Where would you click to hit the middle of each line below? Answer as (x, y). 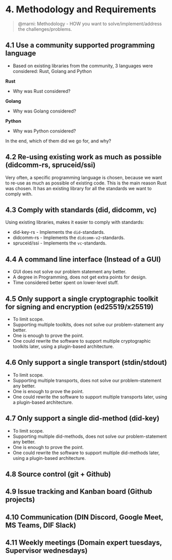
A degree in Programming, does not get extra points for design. (80, 277)
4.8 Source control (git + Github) (58, 474)
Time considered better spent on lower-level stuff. (66, 283)
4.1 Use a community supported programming (80, 45)
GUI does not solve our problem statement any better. (70, 272)
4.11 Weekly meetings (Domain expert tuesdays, (84, 543)
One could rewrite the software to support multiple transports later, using (90, 397)
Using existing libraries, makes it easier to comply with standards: (75, 222)
